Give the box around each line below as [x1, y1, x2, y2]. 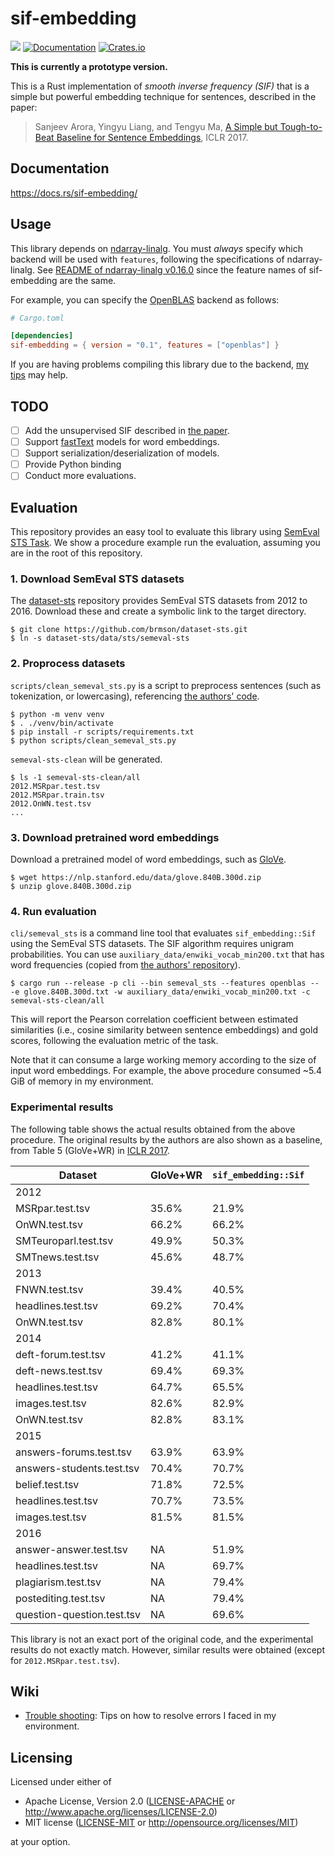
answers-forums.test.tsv [15, 1445, 133, 1459]
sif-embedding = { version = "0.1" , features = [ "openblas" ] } [10, 340, 280, 351]
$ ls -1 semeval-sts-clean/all [10, 772, 141, 782]
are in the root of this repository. [10, 547, 143, 559]
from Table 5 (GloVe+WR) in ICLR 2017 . [10, 1144, 170, 1156]
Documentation [10, 160, 110, 177]
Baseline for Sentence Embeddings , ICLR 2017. [56, 131, 249, 143]
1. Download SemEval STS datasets [10, 572, 185, 586]
